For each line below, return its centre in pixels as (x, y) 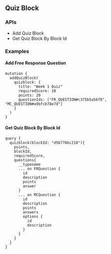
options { (33, 217)
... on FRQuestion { (39, 169)
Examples (17, 51)
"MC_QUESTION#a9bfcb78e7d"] (34, 104)
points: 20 (29, 95)
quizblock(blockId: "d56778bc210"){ (47, 143)
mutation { (16, 73)
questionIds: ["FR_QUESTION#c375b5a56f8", (62, 99)
